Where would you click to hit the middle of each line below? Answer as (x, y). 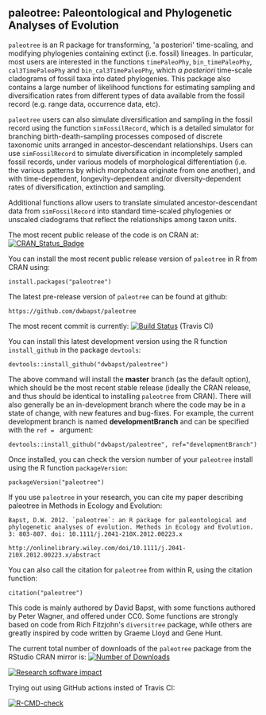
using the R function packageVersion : (68, 467)
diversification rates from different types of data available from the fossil (127, 96)
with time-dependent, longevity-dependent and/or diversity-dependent (125, 178)
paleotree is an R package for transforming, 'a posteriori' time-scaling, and (131, 45)
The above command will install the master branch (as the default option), (129, 379)
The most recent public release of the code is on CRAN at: (104, 235)
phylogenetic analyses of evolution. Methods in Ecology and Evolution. (131, 527)
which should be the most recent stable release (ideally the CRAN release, (130, 387)
